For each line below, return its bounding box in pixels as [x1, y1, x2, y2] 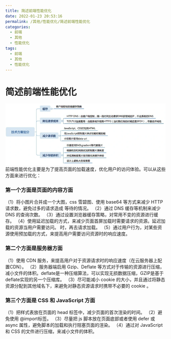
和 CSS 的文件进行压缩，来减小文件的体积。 [5, 328, 98, 334]
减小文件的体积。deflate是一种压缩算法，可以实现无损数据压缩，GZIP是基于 [5, 270, 164, 276]
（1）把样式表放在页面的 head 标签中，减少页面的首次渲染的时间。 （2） [5, 309, 158, 316]
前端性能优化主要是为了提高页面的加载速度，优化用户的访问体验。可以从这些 [5, 166, 166, 173]
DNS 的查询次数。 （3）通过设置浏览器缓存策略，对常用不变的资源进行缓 [5, 212, 159, 218]
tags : [5, 46, 17, 51]
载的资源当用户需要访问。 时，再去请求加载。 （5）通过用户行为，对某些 [5, 224, 158, 231]
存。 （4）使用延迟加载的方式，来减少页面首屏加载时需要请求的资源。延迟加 [5, 218, 165, 224]
